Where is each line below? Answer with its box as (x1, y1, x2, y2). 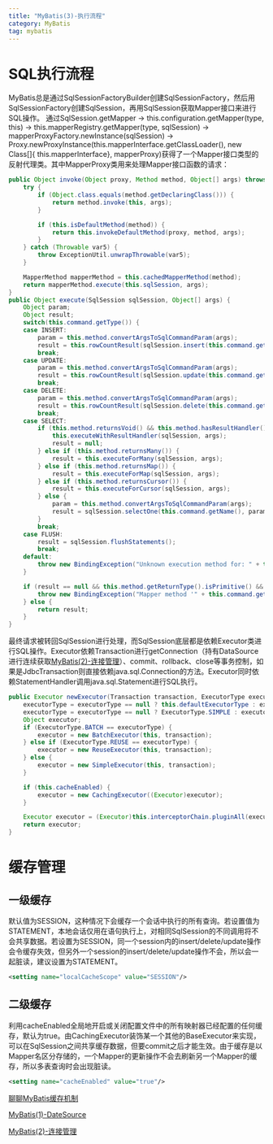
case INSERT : (23, 326, 67, 334)
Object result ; (23, 311, 75, 320)
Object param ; (23, 303, 71, 311)
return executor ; (23, 820, 82, 829)
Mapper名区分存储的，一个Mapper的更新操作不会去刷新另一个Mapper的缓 (8, 1050, 258, 1061)
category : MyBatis (8, 20, 71, 28)
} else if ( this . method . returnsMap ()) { (37, 462, 176, 470)
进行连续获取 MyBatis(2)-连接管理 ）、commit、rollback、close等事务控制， (8, 656, 257, 667)
